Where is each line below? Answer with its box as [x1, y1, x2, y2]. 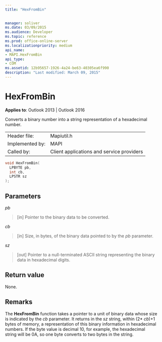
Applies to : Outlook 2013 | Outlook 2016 [5, 107, 85, 113]
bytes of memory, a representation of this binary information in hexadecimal [5, 321, 156, 327]
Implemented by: [7, 140, 46, 147]
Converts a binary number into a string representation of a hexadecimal [5, 116, 147, 122]
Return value [5, 271, 44, 279]
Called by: [7, 148, 30, 155]
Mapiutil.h [50, 132, 73, 139]
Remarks [5, 298, 33, 306]
